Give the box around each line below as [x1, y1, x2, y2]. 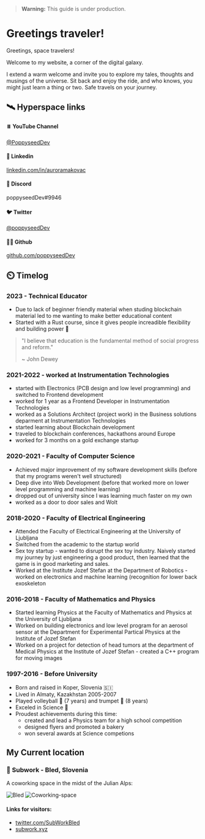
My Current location [6, 747, 84, 758]
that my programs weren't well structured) [15, 472, 122, 480]
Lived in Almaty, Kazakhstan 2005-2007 [15, 690, 117, 698]
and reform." [21, 344, 53, 351]
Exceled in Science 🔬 [15, 704, 69, 711]
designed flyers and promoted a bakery [24, 723, 124, 731]
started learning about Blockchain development [15, 424, 135, 431]
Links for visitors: [6, 805, 52, 813]
